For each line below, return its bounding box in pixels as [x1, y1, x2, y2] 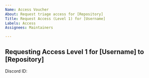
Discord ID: [5, 68, 28, 74]
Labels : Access [5, 20, 36, 26]
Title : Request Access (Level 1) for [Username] [5, 16, 106, 21]
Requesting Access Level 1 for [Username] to [5, 47, 145, 56]
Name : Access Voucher [5, 7, 49, 12]
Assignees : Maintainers [5, 25, 54, 30]
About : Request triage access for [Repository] [5, 12, 104, 17]
